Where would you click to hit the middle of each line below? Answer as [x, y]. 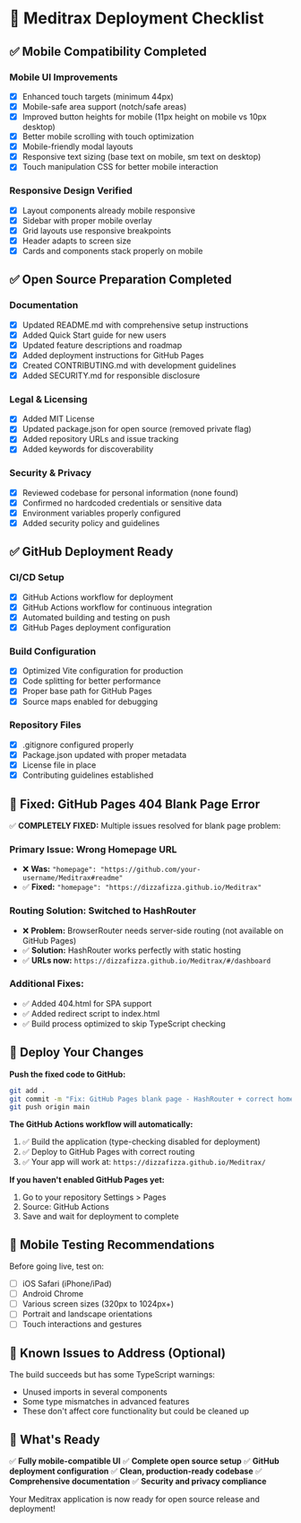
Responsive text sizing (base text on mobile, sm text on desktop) [142, 157]
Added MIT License [58, 419]
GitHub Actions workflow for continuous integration [117, 607]
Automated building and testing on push [96, 617]
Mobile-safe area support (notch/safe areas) [104, 106]
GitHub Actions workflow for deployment [98, 597]
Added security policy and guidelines [91, 524]
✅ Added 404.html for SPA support [87, 1003]
